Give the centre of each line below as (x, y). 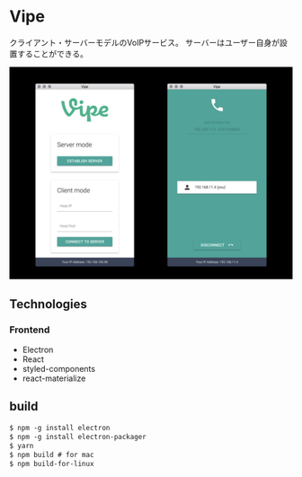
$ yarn (22, 446)
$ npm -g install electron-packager (78, 437)
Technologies (49, 304)
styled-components (59, 368)
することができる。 (52, 53)
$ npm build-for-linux (52, 464)
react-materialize (54, 378)
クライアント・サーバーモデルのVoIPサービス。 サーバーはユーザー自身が (145, 42)
